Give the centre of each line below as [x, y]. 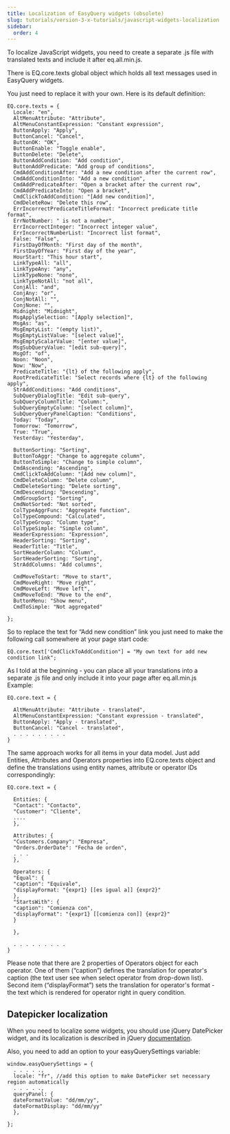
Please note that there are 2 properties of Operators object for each [103, 963]
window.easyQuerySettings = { [50, 1064]
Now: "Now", [31, 366]
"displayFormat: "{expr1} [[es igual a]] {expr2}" [87, 890]
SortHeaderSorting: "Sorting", [58, 559]
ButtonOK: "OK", [36, 143]
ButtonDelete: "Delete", [49, 155]
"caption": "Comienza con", [54, 908]
